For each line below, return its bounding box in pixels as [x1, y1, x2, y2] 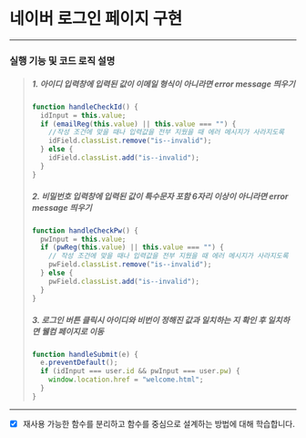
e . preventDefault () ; [40, 358, 118, 368]
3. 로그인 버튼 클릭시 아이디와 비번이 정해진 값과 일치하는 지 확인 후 [31, 315, 266, 326]
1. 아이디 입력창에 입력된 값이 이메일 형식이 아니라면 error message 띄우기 [31, 78, 296, 89]
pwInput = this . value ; [40, 235, 127, 244]
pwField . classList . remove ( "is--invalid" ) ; [48, 260, 212, 269]
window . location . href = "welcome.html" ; [48, 375, 204, 384]
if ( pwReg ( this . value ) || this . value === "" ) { [40, 243, 225, 252]
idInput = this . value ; [40, 110, 127, 120]
